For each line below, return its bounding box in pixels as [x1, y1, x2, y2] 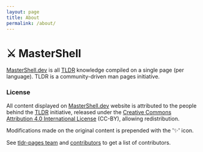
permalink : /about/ [6, 20, 56, 26]
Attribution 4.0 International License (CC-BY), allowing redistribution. [6, 115, 180, 122]
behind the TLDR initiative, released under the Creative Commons [6, 108, 172, 116]
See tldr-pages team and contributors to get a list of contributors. [6, 139, 171, 146]
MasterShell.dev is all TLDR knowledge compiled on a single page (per [6, 66, 185, 74]
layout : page [6, 9, 40, 15]
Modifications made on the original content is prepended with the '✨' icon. [6, 126, 194, 134]
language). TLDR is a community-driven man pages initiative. [6, 73, 160, 80]
